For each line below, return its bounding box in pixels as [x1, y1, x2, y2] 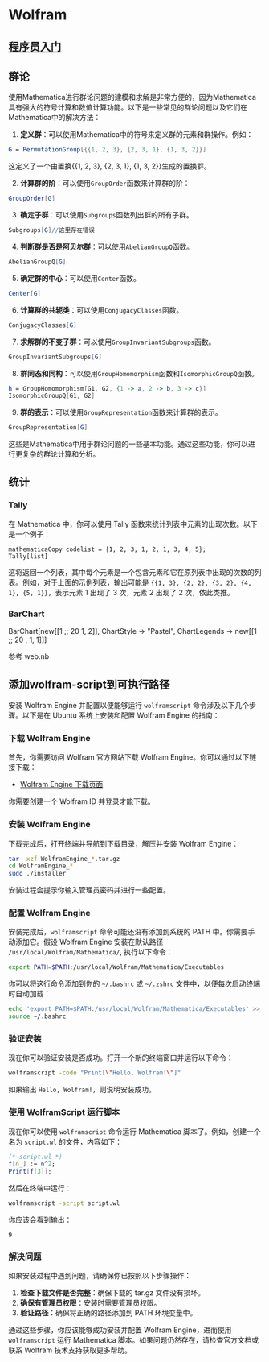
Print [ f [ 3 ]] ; [8, 1168, 52, 1176]
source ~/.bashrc [8, 1012, 67, 1020]
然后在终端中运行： [8, 1183, 72, 1193]
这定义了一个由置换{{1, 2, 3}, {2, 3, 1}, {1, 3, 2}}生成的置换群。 [8, 161, 211, 171]
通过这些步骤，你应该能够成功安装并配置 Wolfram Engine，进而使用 [8, 1325, 232, 1335]
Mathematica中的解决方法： [8, 113, 101, 122]
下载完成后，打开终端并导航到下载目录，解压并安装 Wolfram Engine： [8, 838, 239, 848]
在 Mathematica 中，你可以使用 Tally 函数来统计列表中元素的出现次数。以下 [8, 519, 258, 528]
